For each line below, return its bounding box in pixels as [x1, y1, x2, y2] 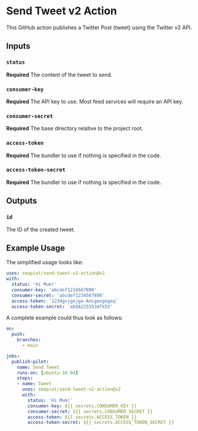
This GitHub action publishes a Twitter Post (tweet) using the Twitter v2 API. [6, 24, 192, 31]
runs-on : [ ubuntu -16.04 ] [17, 370, 78, 376]
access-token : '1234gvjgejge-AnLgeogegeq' [11, 298, 118, 304]
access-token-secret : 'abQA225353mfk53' [11, 304, 113, 310]
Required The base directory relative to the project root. [6, 125, 144, 132]
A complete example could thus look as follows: [6, 314, 123, 321]
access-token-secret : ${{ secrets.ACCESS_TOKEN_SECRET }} [27, 420, 174, 426]
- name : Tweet [17, 381, 52, 387]
